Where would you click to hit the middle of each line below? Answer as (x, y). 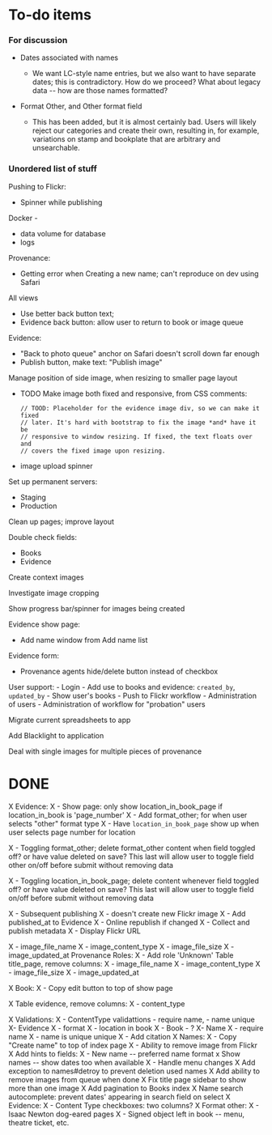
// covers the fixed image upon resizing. (93, 451)
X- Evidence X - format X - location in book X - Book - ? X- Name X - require (136, 1028)
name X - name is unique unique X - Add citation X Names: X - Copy (123, 1036)
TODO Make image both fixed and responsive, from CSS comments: (134, 393)
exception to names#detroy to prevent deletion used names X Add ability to (134, 1071)
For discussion (38, 40)
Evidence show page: (45, 624)
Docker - (23, 218)
